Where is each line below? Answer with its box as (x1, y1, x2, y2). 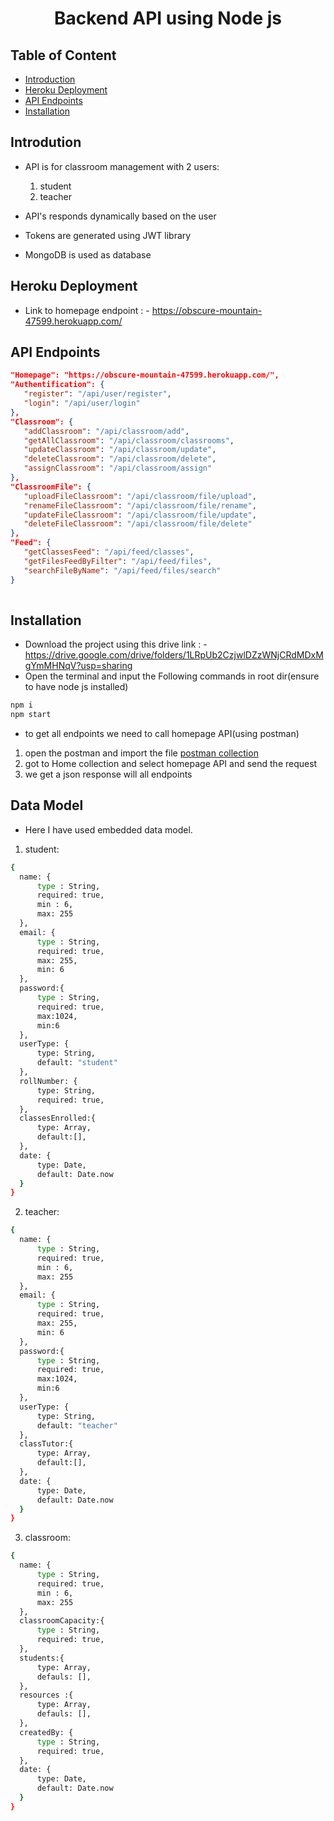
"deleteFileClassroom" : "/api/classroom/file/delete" (23, 519, 253, 529)
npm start (10, 710, 52, 720)
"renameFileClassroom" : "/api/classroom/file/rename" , (23, 500, 257, 511)
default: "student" (36, 1058, 118, 1068)
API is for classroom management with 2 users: (24, 160, 220, 172)
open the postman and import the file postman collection (24, 747, 259, 759)
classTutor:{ (19, 1439, 74, 1449)
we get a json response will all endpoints (24, 768, 193, 780)
